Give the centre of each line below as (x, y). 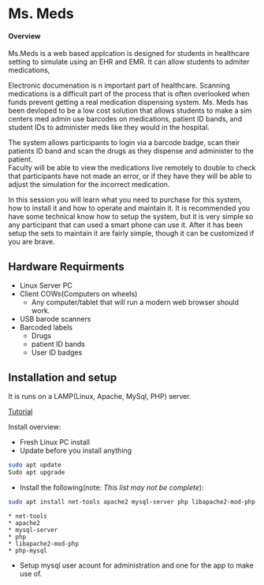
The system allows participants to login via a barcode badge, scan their (124, 143)
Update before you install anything (76, 451)
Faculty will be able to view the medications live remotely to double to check (132, 168)
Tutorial (20, 412)
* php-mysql (28, 550)
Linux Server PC (46, 285)
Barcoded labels (46, 327)
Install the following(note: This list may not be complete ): (112, 487)
